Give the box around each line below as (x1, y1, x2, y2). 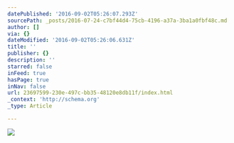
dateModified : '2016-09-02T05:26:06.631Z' (7, 37, 135, 44)
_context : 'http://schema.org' (7, 96, 100, 103)
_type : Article (7, 103, 53, 110)
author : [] (7, 23, 40, 30)
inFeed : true (7, 69, 46, 76)
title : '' (7, 43, 37, 50)
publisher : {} (7, 50, 50, 57)
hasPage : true (7, 76, 50, 84)
